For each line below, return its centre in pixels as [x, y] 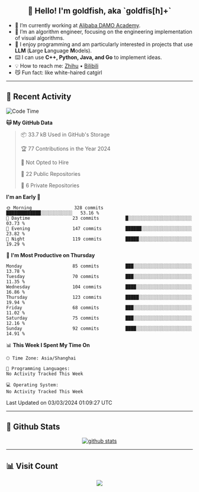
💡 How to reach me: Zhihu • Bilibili [57, 65]
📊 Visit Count [32, 466]
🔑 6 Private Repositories [50, 185]
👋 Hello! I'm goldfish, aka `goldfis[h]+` [99, 11]
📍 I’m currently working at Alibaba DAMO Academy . [78, 25]
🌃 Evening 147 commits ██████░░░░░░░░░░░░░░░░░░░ [99, 228]
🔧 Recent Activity [39, 97]
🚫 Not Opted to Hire [45, 162]
